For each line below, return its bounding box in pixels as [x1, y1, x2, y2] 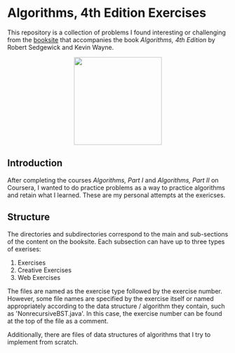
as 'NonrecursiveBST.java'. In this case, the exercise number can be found [7, 309, 222, 317]
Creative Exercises [17, 265, 72, 274]
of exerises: [7, 244, 41, 253]
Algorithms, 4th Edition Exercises [7, 5, 207, 21]
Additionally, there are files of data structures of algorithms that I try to [7, 330, 211, 338]
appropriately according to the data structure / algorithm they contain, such [7, 302, 226, 310]
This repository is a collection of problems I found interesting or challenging [7, 28, 227, 36]
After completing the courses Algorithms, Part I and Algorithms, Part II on [7, 175, 219, 184]
